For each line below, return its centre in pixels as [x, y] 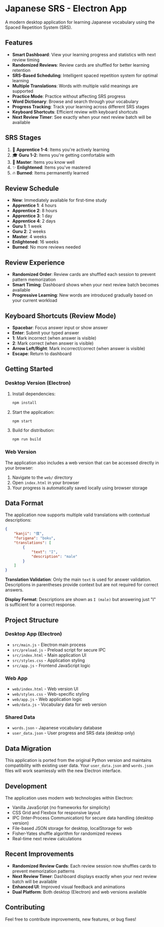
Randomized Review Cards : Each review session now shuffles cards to [84, 866]
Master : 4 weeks [29, 237]
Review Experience [35, 263]
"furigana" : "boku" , [35, 538]
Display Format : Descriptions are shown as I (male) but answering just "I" [81, 600]
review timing [26, 60]
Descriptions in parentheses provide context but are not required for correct [82, 585]
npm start [22, 421]
